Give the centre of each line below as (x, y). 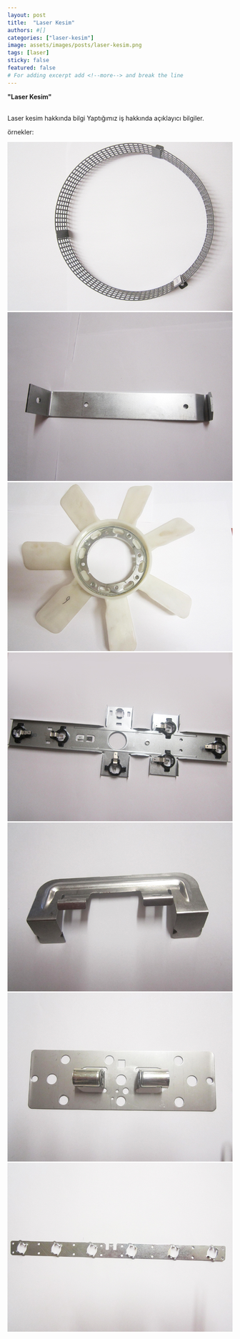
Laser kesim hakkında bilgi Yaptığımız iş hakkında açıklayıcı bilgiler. (106, 118)
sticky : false (29, 61)
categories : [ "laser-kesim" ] (51, 38)
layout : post (27, 15)
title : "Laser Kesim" (41, 23)
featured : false (31, 68)
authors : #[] (27, 30)
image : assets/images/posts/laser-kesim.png (75, 45)
